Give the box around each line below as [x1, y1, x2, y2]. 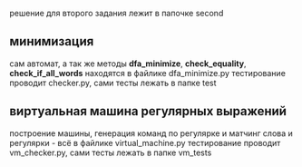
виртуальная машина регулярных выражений [9, 103, 287, 119]
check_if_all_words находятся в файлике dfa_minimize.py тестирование [9, 67, 286, 78]
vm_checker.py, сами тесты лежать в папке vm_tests [9, 147, 212, 158]
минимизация [9, 34, 94, 49]
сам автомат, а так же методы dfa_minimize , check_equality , [9, 58, 247, 69]
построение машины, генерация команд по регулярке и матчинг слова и [9, 127, 293, 139]
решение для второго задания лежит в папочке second [9, 8, 224, 18]
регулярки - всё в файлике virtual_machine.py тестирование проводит [9, 137, 281, 148]
